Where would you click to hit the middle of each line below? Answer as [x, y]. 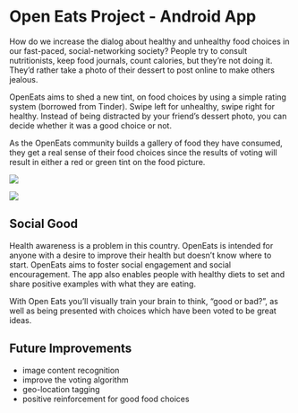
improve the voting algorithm [75, 380]
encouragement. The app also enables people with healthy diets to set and [147, 274]
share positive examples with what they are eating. [103, 284]
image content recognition [71, 370]
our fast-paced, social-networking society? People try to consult [128, 50]
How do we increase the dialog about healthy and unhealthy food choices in [149, 41]
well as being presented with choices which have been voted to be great [143, 311]
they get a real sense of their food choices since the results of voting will [143, 152]
